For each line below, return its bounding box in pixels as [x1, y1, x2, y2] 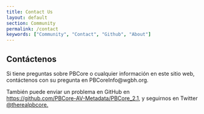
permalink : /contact [6, 25, 59, 32]
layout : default [6, 15, 47, 21]
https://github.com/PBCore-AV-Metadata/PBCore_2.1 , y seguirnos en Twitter [6, 95, 198, 102]
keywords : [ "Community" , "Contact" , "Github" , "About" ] [6, 32, 151, 38]
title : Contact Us [6, 8, 53, 15]
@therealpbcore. [6, 101, 49, 108]
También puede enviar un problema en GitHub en [6, 88, 130, 95]
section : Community [6, 20, 56, 26]
